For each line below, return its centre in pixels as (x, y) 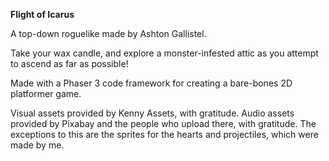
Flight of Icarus (42, 14)
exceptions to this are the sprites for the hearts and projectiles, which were (164, 134)
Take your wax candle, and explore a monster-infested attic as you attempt (164, 53)
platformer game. (46, 93)
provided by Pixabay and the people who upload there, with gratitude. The (163, 123)
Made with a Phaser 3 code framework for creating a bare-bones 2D (151, 83)
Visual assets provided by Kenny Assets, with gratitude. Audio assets (152, 113)
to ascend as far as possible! (69, 63)
